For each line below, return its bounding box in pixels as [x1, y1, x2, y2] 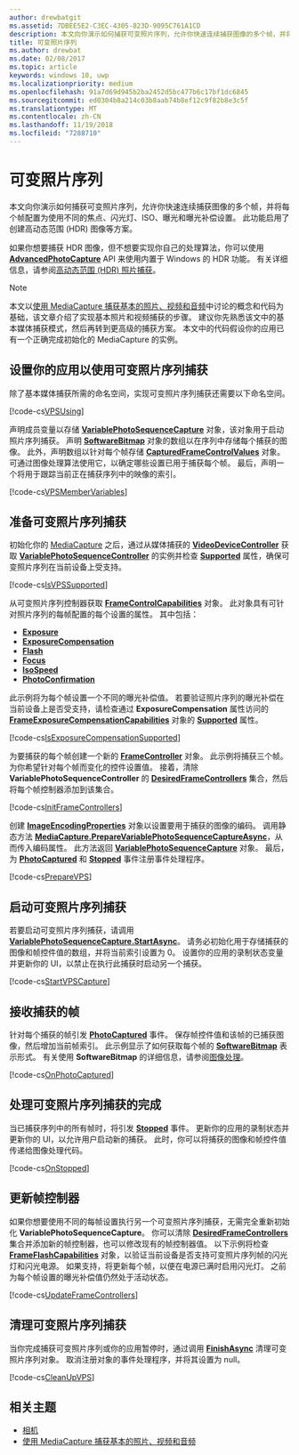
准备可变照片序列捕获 [9, 514, 126, 529]
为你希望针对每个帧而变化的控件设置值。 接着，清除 [9, 762, 198, 772]
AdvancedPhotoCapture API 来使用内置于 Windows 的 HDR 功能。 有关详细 [9, 253, 288, 263]
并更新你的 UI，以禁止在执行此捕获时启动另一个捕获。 [9, 958, 207, 969]
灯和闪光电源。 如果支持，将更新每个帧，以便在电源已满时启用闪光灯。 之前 [9, 1260, 287, 1271]
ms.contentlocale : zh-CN [9, 112, 101, 121]
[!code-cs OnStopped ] [9, 1162, 90, 1173]
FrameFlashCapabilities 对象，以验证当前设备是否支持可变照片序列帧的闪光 [9, 1249, 288, 1260]
